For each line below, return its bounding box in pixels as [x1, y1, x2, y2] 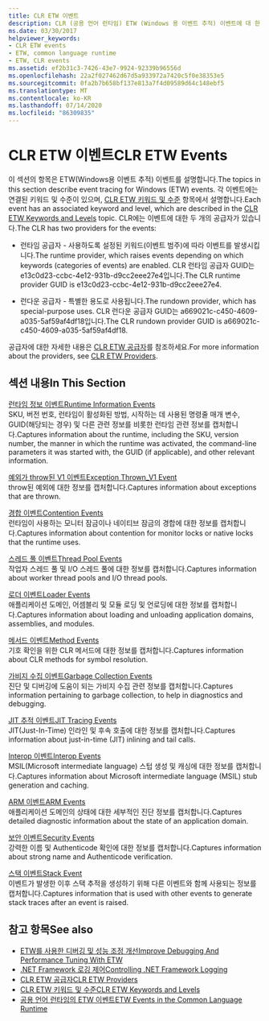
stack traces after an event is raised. [8, 897, 128, 907]
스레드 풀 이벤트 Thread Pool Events [8, 553, 123, 564]
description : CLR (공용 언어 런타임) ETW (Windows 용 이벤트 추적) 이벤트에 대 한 [8, 19, 261, 27]
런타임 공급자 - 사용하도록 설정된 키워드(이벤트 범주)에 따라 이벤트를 [19, 240, 233, 250]
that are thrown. [8, 491, 62, 501]
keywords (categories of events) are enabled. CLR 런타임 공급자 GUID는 [19, 260, 255, 270]
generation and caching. [8, 780, 90, 790]
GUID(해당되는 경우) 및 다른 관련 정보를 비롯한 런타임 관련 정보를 [8, 420, 211, 429]
